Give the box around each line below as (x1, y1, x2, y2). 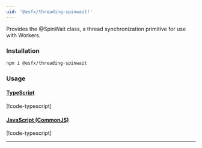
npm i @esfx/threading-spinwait (6, 60, 87, 66)
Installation (6, 46, 40, 55)
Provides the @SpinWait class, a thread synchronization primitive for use (6, 25, 186, 32)
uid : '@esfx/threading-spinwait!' (6, 8, 93, 15)
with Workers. (6, 31, 41, 39)
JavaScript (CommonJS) (6, 116, 69, 123)
